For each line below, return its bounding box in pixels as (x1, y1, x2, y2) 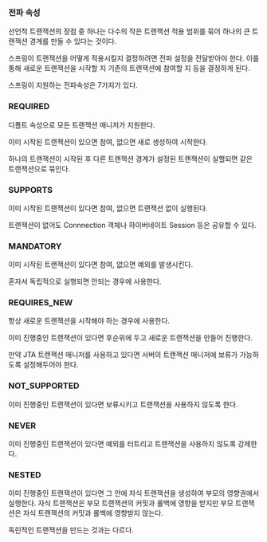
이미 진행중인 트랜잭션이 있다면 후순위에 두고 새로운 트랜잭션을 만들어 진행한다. (8, 333, 253, 343)
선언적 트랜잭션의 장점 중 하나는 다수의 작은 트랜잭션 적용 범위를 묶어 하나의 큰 (8, 26, 251, 37)
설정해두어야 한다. (22, 360, 79, 370)
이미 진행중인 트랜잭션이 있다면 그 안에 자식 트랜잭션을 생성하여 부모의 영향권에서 (8, 489, 260, 498)
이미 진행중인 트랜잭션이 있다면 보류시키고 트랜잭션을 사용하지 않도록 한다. (8, 399, 238, 409)
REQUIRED (8, 101, 50, 112)
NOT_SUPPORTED (8, 380, 80, 391)
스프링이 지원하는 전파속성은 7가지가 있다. (8, 81, 138, 90)
